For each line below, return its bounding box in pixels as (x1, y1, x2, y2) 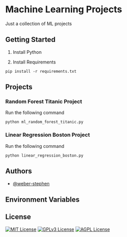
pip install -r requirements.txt (5, 69, 77, 74)
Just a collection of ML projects (5, 20, 72, 27)
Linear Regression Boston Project (5, 132, 90, 139)
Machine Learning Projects (5, 4, 122, 15)
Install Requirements (12, 59, 56, 65)
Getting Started (5, 35, 56, 44)
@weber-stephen (12, 180, 50, 186)
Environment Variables (5, 195, 80, 204)
